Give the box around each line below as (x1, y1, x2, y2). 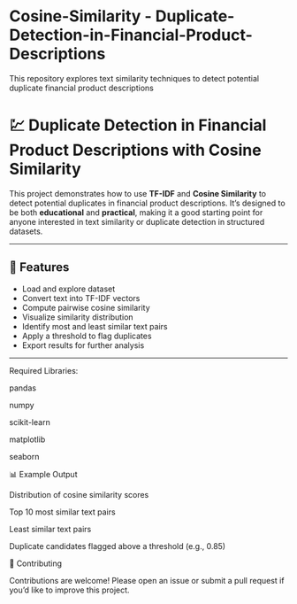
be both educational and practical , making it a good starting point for (9, 206, 263, 218)
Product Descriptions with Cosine (9, 140, 263, 160)
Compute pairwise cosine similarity (21, 302, 150, 313)
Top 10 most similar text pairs (9, 507, 117, 517)
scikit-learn (9, 416, 50, 427)
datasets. (9, 226, 43, 236)
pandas (9, 383, 37, 393)
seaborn (9, 451, 40, 461)
